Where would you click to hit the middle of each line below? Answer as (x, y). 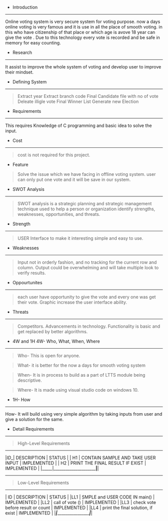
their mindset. (19, 72)
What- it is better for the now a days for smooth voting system (81, 365)
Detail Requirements (33, 429)
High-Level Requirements (43, 443)
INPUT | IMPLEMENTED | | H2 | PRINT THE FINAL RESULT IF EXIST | (76, 463)
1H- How (21, 400)
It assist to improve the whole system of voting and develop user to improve (83, 67)
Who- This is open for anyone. (49, 356)
